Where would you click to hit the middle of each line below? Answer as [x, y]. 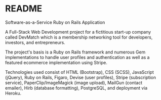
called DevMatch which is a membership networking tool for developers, [79, 37]
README [24, 9]
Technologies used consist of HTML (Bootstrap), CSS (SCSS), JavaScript [80, 72]
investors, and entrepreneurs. [35, 42]
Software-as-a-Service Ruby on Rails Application [55, 22]
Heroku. [13, 93]
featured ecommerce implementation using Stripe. [56, 62]
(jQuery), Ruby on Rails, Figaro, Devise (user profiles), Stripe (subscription [81, 77]
